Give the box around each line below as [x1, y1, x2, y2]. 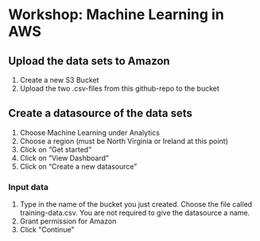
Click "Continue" [19, 225, 75, 235]
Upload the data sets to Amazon [8, 54, 170, 68]
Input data [8, 181, 49, 192]
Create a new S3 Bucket [19, 76, 99, 84]
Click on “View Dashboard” [19, 153, 109, 162]
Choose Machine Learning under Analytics [19, 127, 161, 137]
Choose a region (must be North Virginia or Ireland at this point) [19, 136, 229, 146]
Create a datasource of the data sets [8, 107, 193, 120]
